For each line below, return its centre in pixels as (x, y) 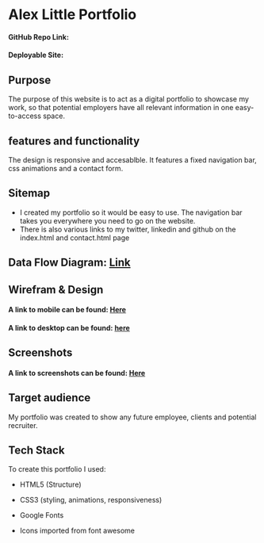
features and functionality (74, 141)
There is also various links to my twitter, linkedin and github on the (128, 229)
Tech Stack (36, 450)
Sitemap (29, 193)
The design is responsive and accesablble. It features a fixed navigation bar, (133, 160)
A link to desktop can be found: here (69, 327)
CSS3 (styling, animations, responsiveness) (91, 500)
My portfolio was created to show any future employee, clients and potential (132, 417)
